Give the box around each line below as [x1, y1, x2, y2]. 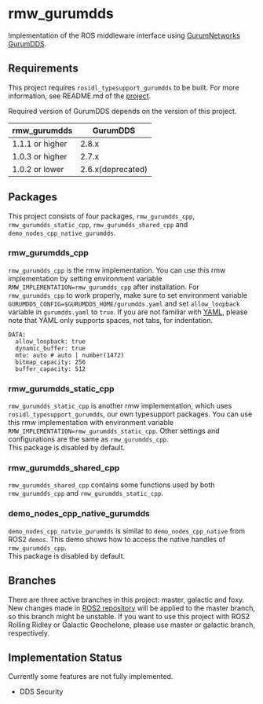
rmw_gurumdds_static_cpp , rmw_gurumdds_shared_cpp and [8, 219, 188, 229]
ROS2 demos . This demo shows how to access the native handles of [8, 534, 226, 544]
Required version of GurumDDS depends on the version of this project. [8, 106, 237, 115]
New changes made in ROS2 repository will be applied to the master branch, [8, 603, 256, 613]
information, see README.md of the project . [8, 91, 152, 101]
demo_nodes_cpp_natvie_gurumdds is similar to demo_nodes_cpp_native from [8, 526, 246, 535]
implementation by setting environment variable [8, 273, 163, 283]
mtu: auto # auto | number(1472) [15, 351, 125, 359]
